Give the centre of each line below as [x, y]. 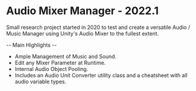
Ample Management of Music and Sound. [66, 56]
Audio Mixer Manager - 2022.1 [83, 11]
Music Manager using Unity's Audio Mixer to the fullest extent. [83, 33]
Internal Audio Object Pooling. [51, 69]
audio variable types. [40, 82]
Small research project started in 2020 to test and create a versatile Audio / [98, 27]
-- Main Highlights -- [31, 45]
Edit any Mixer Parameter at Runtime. [60, 63]
